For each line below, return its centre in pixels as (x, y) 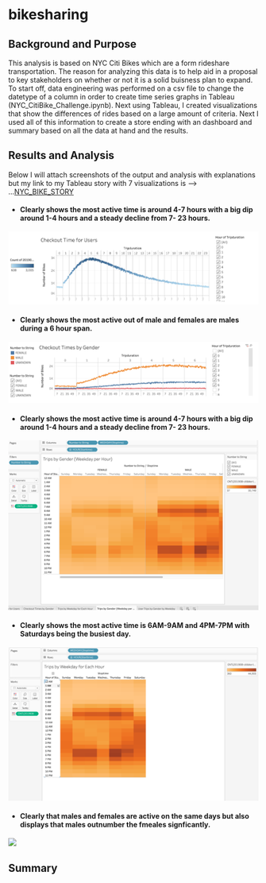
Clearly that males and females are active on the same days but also (134, 816)
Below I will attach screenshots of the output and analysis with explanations (132, 174)
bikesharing (48, 15)
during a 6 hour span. (56, 328)
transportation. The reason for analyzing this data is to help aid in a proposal (133, 72)
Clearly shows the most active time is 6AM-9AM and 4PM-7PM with (135, 625)
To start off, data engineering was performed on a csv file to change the (126, 88)
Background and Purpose (72, 44)
